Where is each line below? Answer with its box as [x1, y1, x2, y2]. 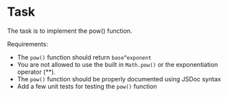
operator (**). [16, 68, 56, 76]
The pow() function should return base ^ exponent [16, 53, 152, 61]
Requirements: [7, 40, 48, 48]
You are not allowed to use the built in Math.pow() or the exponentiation [16, 60, 218, 68]
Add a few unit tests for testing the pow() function [16, 82, 157, 90]
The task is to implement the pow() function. [7, 27, 133, 35]
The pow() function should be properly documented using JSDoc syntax [16, 74, 221, 83]
